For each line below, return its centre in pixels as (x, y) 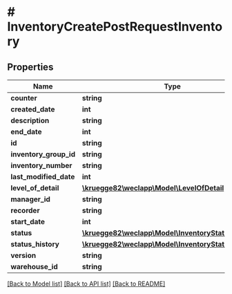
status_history (35, 244)
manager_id (30, 199)
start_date (28, 222)
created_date (33, 109)
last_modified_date (43, 177)
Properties (30, 67)
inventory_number (41, 165)
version (23, 255)
